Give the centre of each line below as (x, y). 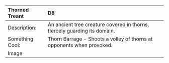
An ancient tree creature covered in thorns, (98, 24)
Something (21, 39)
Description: (22, 28)
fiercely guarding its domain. (81, 31)
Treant (16, 16)
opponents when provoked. (80, 45)
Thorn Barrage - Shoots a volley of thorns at (100, 39)
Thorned (18, 10)
